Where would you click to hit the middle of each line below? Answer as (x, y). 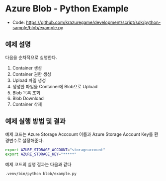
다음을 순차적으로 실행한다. (31, 57)
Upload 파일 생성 (29, 80)
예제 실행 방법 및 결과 (35, 121)
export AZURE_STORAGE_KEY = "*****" (41, 154)
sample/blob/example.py (38, 27)
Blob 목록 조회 (26, 93)
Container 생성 (27, 68)
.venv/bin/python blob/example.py (41, 174)
